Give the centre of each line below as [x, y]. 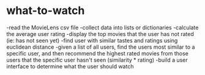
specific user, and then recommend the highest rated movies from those [97, 53]
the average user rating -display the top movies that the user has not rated [100, 34]
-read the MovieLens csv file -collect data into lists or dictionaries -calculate [102, 27]
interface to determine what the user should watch [70, 66]
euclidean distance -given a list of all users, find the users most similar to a [101, 47]
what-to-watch [46, 11]
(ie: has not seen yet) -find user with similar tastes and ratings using [92, 40]
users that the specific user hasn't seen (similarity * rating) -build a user [97, 60]
